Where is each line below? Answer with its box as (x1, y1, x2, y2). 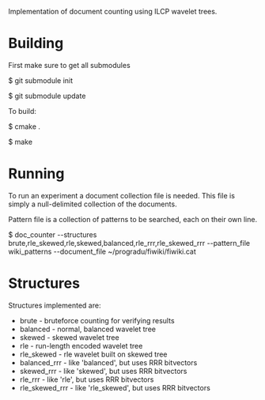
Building (8, 35, 64, 52)
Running (8, 165, 65, 183)
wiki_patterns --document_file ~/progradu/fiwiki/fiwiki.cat (8, 247, 196, 256)
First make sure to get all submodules (8, 60, 131, 70)
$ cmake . (8, 122, 41, 131)
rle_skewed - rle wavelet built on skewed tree (19, 349, 168, 359)
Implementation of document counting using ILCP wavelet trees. (8, 7, 218, 16)
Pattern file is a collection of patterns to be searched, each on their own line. (8, 214, 258, 224)
